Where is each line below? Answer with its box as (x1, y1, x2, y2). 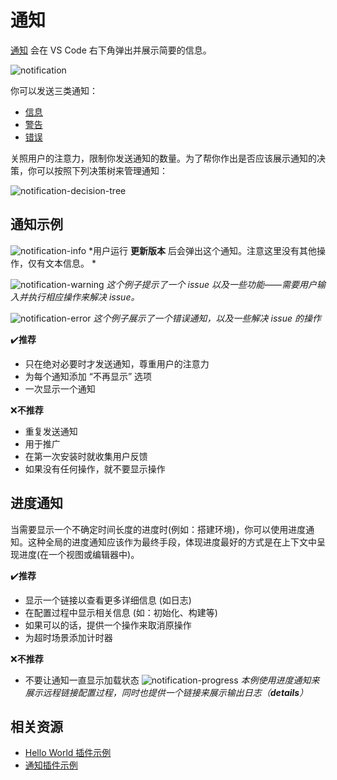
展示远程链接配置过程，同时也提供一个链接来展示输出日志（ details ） (24, 686, 309, 698)
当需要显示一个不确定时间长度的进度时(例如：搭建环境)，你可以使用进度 (10, 523, 307, 535)
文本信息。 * (44, 257, 97, 269)
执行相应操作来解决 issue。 (27, 291, 140, 303)
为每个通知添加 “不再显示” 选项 (24, 370, 153, 382)
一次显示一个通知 (24, 382, 96, 395)
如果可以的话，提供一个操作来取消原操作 (24, 619, 192, 631)
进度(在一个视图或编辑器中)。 (18, 548, 140, 560)
